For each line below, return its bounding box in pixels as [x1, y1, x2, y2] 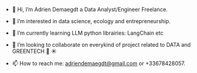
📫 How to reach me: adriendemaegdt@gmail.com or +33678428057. [12, 60, 186, 67]
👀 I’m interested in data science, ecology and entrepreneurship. [12, 18, 171, 24]
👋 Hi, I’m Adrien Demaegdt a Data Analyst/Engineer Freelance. [12, 6, 168, 13]
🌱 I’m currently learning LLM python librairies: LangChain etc [12, 29, 164, 36]
